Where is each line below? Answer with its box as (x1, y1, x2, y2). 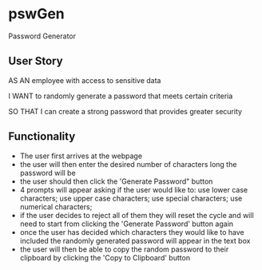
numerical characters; (19, 201, 93, 212)
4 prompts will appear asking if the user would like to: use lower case (19, 185, 248, 194)
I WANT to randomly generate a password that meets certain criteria (8, 91, 233, 101)
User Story (8, 54, 63, 68)
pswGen (8, 5, 65, 23)
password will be (19, 168, 76, 177)
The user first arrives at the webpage (19, 151, 142, 161)
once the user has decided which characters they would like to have (19, 227, 245, 236)
